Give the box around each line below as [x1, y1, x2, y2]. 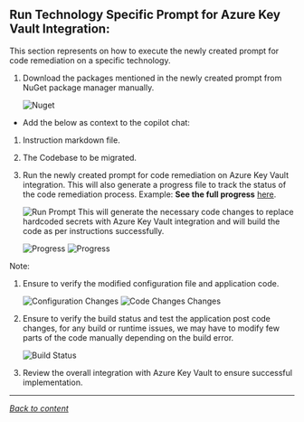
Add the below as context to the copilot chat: [22, 117, 190, 127]
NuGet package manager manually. [22, 81, 155, 93]
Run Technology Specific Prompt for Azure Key [9, 7, 280, 23]
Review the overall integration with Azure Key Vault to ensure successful [22, 367, 292, 378]
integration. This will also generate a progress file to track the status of [22, 179, 287, 190]
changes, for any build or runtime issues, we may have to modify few [22, 323, 280, 333]
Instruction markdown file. [22, 135, 120, 145]
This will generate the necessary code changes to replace [78, 206, 294, 217]
